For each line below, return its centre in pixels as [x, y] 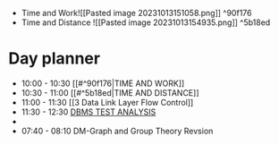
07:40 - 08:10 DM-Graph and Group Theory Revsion [117, 131]
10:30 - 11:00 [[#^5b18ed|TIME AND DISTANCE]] [110, 92]
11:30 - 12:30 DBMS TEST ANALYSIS [89, 112]
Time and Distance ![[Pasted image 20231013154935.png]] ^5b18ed [146, 22]
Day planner [54, 59]
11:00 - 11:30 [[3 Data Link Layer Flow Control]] [107, 102]
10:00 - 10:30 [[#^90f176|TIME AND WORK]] [103, 83]
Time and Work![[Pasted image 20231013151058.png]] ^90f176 [136, 13]
